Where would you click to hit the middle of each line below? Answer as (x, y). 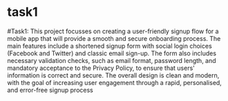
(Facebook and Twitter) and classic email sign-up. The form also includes (112, 53)
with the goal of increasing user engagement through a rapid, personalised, (115, 82)
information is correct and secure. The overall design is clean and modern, (113, 75)
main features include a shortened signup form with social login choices (110, 46)
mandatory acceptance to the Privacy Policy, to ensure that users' (101, 68)
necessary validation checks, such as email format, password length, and (112, 60)
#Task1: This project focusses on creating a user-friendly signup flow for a (113, 31)
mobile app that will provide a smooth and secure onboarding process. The (114, 38)
